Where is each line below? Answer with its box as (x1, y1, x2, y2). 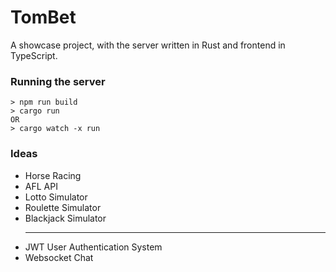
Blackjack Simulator (24, 212, 107, 224)
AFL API (24, 180, 58, 192)
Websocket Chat (24, 251, 94, 263)
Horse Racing (24, 169, 82, 181)
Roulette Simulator (24, 201, 102, 213)
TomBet (10, 6, 77, 29)
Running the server (10, 74, 106, 88)
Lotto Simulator (24, 191, 88, 203)
